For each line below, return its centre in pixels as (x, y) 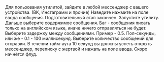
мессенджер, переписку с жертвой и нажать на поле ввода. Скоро (76, 49)
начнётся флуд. (21, 54)
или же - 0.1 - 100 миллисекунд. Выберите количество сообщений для (79, 38)
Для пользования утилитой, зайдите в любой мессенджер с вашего (77, 7)
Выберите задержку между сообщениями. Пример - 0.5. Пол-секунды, (81, 33)
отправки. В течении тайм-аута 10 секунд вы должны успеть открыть (79, 44)
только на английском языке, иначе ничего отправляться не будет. (76, 28)
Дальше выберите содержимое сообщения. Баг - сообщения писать (78, 23)
